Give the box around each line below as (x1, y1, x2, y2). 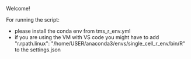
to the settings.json (14, 46, 61, 53)
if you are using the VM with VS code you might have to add (14, 34, 159, 40)
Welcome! (6, 5, 30, 12)
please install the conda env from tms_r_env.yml (14, 27, 131, 34)
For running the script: (6, 16, 60, 23)
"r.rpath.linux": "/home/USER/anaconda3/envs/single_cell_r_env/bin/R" (14, 40, 186, 47)
